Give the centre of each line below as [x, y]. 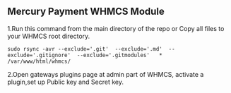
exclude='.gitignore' [39, 55]
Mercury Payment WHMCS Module [86, 12]
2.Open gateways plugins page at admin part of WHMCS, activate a [106, 74]
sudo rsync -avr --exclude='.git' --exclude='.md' [85, 49]
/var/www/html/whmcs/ [39, 61]
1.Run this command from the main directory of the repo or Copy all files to [116, 28]
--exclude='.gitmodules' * [119, 55]
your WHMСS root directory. [49, 36]
